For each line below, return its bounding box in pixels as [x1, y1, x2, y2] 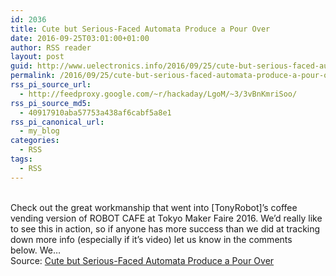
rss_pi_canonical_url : [10, 117, 105, 127]
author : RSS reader [10, 42, 92, 53]
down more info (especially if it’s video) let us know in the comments [10, 233, 293, 245]
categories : [10, 136, 60, 146]
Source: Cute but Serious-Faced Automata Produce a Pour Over [10, 254, 275, 266]
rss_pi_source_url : [10, 80, 92, 90]
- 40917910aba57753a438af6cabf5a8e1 [19, 107, 172, 118]
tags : [10, 154, 33, 164]
